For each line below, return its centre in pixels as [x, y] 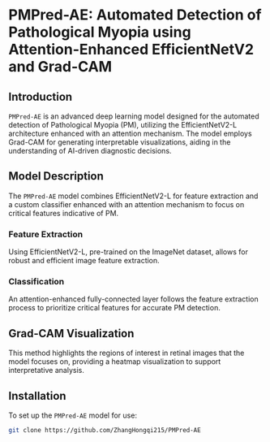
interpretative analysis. [47, 370]
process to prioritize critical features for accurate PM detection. [114, 308]
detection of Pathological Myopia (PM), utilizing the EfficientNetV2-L [123, 125]
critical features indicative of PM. [64, 213]
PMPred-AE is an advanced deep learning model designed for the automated [134, 116]
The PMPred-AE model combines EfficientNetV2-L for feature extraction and [133, 196]
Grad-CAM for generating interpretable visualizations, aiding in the [120, 142]
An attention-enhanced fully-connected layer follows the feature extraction [133, 299]
